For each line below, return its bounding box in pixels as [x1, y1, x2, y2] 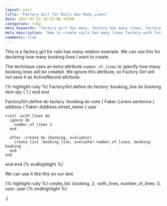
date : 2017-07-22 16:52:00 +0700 [5, 16, 75, 21]
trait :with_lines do [5, 113, 50, 118]
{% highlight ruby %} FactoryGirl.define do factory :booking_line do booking [5, 83, 162, 89]
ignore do [9, 118, 30, 123]
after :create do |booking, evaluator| [9, 135, 92, 140]
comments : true [5, 35, 37, 40]
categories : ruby [5, 21, 41, 26]
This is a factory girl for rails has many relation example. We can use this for [5, 48, 161, 55]
